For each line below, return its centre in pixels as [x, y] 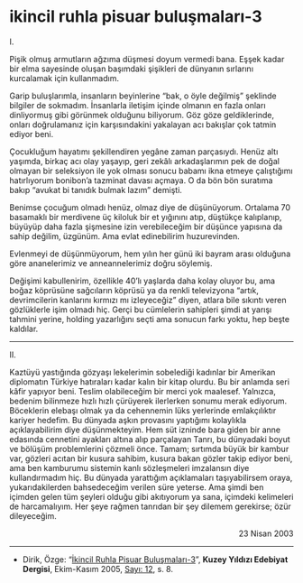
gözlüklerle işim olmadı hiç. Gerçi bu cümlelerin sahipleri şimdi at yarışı [141, 310]
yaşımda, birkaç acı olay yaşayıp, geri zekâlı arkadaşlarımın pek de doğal [144, 161]
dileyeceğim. [33, 515]
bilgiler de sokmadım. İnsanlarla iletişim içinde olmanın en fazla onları [138, 105]
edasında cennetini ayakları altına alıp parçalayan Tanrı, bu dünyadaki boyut [150, 439]
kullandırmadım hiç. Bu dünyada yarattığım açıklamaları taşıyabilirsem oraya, [151, 477]
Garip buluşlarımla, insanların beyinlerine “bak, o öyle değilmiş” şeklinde [143, 96]
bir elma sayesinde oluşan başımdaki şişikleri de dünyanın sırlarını [132, 69]
